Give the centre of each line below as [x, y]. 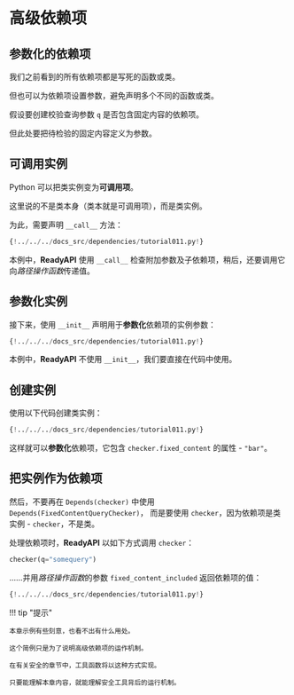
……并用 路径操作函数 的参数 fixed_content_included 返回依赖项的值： [135, 577]
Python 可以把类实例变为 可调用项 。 [74, 186]
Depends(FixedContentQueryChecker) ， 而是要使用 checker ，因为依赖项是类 [145, 512]
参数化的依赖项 [50, 54]
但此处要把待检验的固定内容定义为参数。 [83, 133]
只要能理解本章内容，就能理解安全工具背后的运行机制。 [95, 683]
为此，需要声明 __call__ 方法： [66, 225]
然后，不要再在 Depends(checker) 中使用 [82, 502]
